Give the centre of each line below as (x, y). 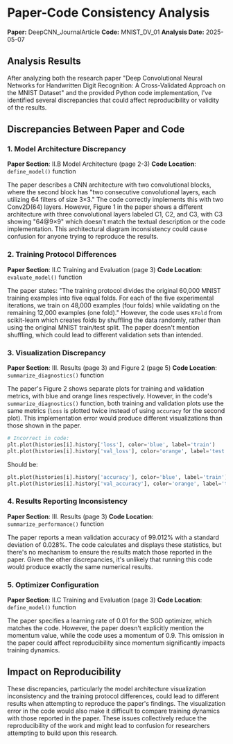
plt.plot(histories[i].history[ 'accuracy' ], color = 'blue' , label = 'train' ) (118, 477)
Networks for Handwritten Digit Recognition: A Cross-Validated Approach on (116, 85)
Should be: (23, 464)
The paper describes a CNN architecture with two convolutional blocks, (109, 185)
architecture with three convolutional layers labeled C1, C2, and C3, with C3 (115, 214)
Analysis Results (44, 61)
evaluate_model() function (45, 277)
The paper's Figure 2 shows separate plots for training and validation (106, 389)
